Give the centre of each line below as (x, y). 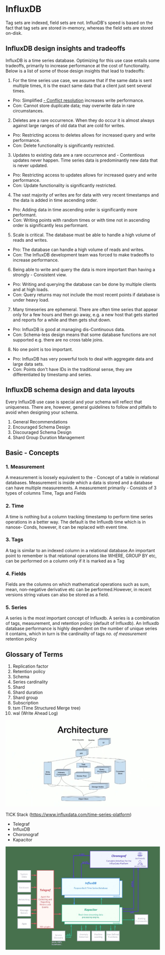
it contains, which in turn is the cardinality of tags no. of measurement (76, 634)
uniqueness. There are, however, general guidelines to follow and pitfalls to (81, 407)
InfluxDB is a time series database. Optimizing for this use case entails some (82, 60)
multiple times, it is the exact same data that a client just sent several (82, 85)
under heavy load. (31, 300)
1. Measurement (25, 467)
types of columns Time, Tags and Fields (46, 493)
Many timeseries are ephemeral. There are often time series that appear (85, 309)
